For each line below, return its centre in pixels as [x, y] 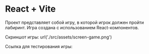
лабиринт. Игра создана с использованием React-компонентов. [72, 27]
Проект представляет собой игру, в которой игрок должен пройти [74, 22]
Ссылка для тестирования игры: [39, 46]
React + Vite [31, 9]
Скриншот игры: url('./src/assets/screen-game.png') [59, 37]
